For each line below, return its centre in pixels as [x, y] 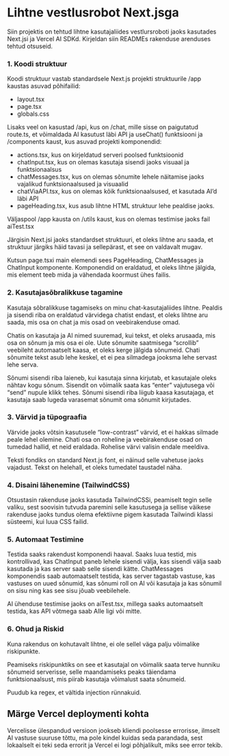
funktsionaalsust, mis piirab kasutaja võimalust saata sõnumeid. [97, 679]
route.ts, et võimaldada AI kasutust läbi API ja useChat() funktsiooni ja [105, 134]
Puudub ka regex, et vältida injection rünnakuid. [74, 692]
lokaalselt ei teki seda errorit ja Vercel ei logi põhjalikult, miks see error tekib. [115, 745]
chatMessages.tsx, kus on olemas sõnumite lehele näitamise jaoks [110, 177]
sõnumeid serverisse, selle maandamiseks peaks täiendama [92, 672]
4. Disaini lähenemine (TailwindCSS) [68, 485]
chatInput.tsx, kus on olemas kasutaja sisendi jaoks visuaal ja [103, 162]
